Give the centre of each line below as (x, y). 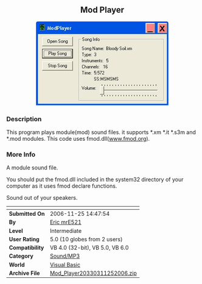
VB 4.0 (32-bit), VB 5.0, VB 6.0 (89, 248)
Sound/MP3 (65, 256)
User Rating (24, 239)
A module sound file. (32, 168)
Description (24, 119)
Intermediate (66, 230)
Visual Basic (65, 264)
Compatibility (26, 248)
